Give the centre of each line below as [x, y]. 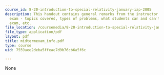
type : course [18, 45]
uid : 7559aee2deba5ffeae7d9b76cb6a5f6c [46, 50]
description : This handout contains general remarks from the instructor [82, 14]
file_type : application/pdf [34, 32]
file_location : [20, 28]
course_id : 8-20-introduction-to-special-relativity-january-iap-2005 [78, 9]
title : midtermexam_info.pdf [35, 41]
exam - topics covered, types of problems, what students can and [78, 18]
